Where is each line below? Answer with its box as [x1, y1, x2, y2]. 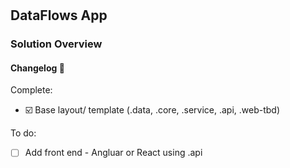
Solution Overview [10, 37, 103, 51]
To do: [10, 127, 37, 139]
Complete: [10, 84, 53, 96]
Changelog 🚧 [10, 62, 65, 74]
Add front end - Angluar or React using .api [24, 147, 203, 159]
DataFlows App [10, 7, 108, 24]
